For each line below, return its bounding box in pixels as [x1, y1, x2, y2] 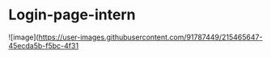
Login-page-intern [8, 6, 136, 24]
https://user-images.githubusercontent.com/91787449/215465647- [38, 32, 263, 42]
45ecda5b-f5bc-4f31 [8, 40, 79, 50]
